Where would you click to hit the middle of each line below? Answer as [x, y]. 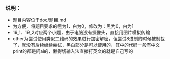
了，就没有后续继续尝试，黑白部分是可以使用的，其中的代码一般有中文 [86, 45]
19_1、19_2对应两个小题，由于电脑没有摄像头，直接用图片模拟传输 [81, 33]
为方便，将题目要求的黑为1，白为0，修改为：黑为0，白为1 [73, 26]
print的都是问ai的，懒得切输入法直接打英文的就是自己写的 [73, 51]
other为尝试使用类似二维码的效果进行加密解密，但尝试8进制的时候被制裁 [89, 39]
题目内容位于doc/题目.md [39, 20]
